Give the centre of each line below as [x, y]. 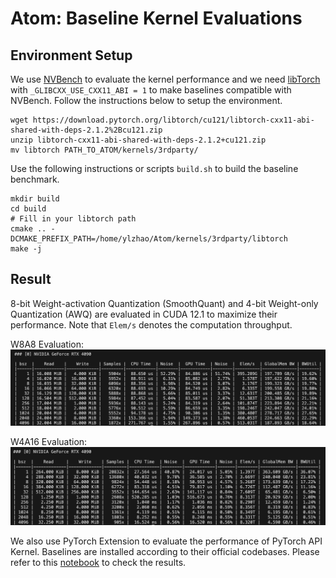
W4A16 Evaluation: [49, 442]
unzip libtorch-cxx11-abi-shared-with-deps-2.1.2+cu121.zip [138, 140]
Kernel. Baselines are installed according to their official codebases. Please [165, 551]
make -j [26, 249]
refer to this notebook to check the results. [98, 562]
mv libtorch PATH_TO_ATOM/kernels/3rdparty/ [104, 150]
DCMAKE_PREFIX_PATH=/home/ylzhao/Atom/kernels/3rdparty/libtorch [149, 239]
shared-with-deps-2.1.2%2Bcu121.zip [86, 130]
